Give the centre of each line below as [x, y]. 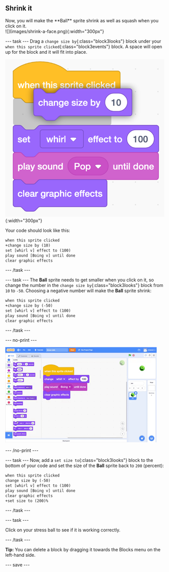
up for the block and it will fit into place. [46, 52]
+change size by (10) [28, 245]
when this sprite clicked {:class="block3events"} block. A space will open [84, 46]
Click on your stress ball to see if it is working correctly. [63, 530]
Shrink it [19, 8]
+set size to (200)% [27, 501]
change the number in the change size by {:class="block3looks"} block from [84, 285]
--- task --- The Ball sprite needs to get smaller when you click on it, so [79, 280]
